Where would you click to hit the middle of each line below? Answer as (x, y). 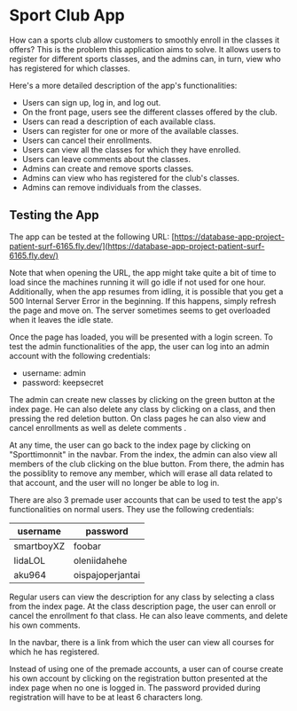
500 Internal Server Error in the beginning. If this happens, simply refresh (143, 301)
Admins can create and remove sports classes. (108, 168)
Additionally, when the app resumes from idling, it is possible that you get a (146, 291)
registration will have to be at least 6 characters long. (106, 697)
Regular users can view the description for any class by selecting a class (142, 597)
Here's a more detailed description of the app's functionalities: (123, 85)
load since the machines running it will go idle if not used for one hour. (137, 282)
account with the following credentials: (80, 355)
